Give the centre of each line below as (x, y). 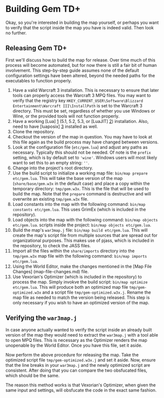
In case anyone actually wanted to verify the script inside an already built (79, 330)
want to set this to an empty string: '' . (51, 162)
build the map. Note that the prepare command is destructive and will (82, 194)
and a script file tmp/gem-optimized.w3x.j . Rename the (97, 292)
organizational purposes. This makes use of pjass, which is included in (83, 240)
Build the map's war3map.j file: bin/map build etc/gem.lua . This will (80, 230)
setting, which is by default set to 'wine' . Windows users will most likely (85, 158)
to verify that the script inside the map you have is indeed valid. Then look (80, 27)
